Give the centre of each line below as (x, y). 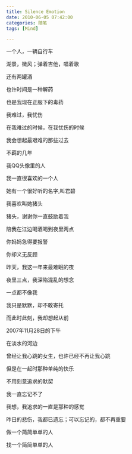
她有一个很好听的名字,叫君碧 (41, 191)
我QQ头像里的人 (26, 165)
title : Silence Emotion (36, 12)
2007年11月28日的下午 (34, 331)
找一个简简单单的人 (30, 445)
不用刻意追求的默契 (30, 381)
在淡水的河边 (22, 343)
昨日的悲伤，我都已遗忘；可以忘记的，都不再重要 (66, 419)
